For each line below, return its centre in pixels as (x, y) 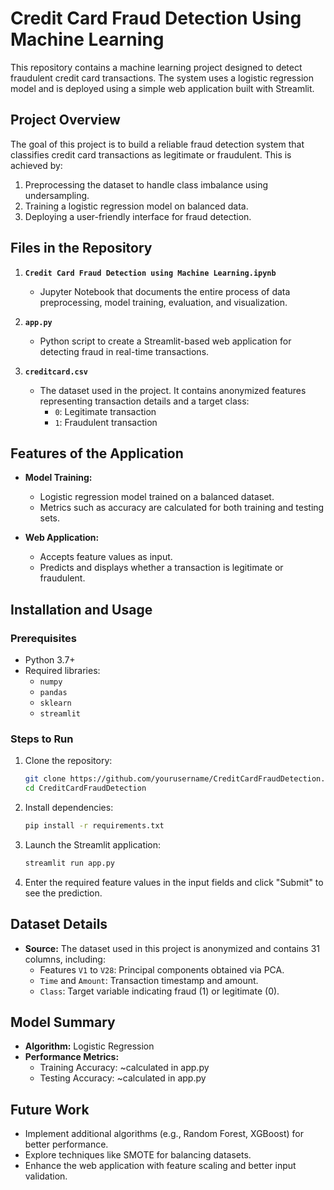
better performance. (66, 1144)
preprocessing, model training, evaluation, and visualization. (163, 302)
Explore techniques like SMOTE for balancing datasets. (138, 1155)
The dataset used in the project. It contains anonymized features (173, 390)
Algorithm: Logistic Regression (89, 1046)
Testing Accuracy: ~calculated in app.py (123, 1078)
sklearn (55, 703)
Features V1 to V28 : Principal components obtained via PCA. (162, 969)
